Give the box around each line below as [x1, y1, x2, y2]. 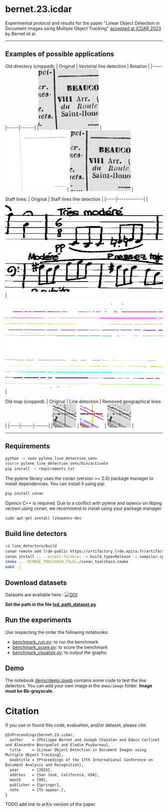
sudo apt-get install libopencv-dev [5, 516, 81, 521]
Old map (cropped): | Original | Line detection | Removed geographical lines [5, 398, 161, 404]
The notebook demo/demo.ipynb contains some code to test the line [5, 677, 146, 683]
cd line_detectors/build [5, 543, 57, 548]
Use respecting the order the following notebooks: [5, 629, 109, 635]
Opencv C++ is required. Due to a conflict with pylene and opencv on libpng [5, 500, 162, 506]
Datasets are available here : [5, 591, 64, 597]
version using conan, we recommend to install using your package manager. [5, 505, 162, 511]
